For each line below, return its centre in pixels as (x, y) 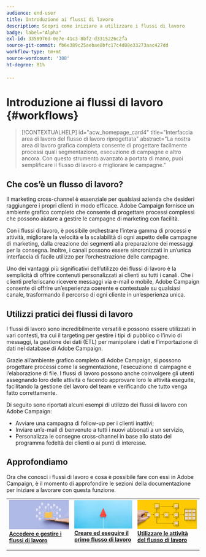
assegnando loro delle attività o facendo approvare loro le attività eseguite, (101, 380)
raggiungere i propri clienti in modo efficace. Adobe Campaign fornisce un (100, 206)
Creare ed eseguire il (101, 533)
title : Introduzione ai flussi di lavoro (60, 19)
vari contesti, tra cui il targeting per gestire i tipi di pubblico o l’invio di (94, 335)
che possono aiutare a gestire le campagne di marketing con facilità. (93, 219)
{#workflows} (43, 115)
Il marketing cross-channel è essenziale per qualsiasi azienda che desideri (101, 199)
